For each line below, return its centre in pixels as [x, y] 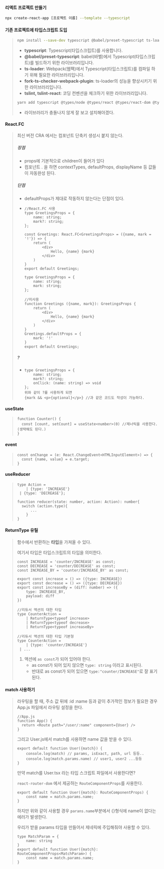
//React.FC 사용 [40, 209]
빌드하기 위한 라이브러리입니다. [64, 63]
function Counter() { [39, 419]
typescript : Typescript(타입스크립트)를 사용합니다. [73, 50]
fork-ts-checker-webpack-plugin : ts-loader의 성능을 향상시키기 [88, 81]
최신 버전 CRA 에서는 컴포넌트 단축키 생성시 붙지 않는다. [70, 136]
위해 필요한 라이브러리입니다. [57, 75]
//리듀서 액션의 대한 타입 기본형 [45, 636]
